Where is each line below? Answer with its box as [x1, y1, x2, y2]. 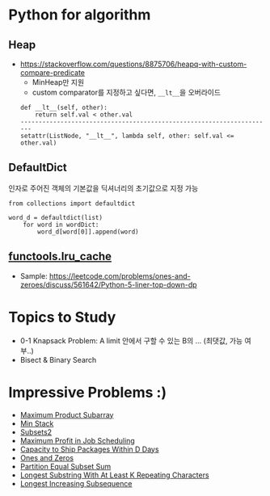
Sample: [19, 271, 49, 280]
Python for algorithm [8, 6, 151, 24]
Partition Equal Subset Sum [19, 461, 112, 471]
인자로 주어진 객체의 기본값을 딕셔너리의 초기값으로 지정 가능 [8, 183, 199, 193]
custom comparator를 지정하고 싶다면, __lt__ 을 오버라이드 [32, 87, 221, 97]
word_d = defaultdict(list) [8, 213, 103, 221]
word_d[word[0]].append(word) [37, 228, 139, 236]
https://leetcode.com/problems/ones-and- [49, 271, 192, 280]
